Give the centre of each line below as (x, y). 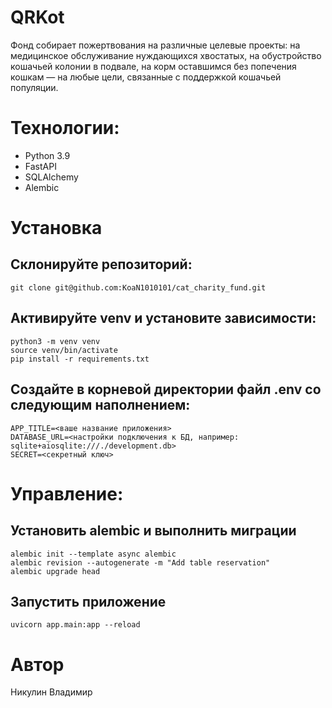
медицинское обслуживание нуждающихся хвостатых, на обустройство (166, 55)
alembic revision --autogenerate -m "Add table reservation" (140, 562)
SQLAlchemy (51, 177)
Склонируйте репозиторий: (101, 264)
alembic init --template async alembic (93, 554)
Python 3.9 (47, 155)
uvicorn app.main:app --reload (75, 625)
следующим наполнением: (100, 405)
